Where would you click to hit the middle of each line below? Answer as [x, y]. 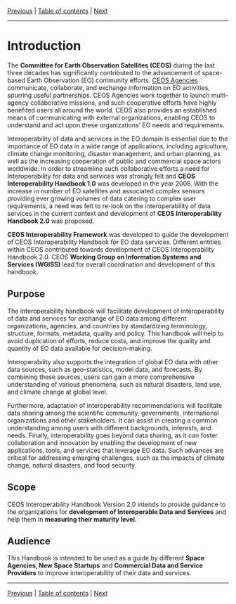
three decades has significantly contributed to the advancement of [104, 72]
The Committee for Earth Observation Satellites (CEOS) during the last [111, 65]
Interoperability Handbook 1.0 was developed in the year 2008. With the [113, 184]
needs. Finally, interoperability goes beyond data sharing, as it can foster [112, 435]
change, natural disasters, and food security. [72, 465]
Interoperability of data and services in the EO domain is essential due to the [118, 139]
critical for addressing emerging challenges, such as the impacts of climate [116, 458]
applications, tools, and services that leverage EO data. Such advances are [116, 450]
